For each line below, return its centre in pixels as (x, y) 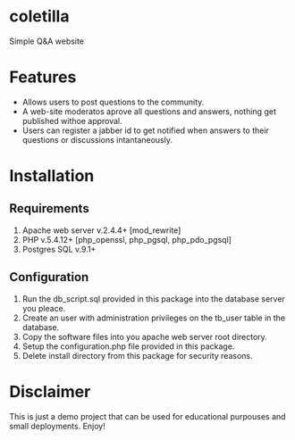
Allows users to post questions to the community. (113, 102)
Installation (52, 176)
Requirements (49, 208)
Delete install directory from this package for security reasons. (137, 355)
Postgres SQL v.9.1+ (59, 249)
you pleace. (44, 308)
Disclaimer (50, 391)
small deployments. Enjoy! (57, 426)
